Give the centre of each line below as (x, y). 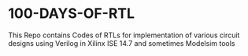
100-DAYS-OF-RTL (72, 14)
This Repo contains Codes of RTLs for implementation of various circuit (124, 35)
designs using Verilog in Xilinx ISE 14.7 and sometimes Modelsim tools (122, 43)
